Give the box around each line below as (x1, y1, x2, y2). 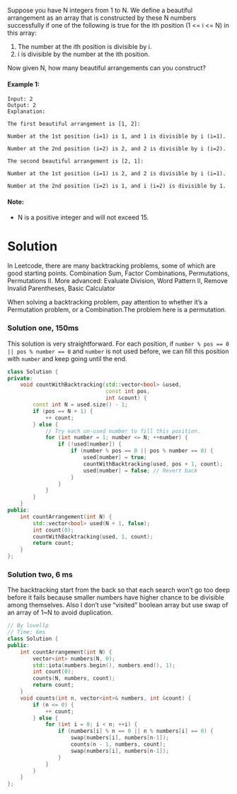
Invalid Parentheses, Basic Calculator (7, 284, 115, 293)
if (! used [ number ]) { (57, 441, 122, 448)
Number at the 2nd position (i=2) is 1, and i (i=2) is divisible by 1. (7, 182, 226, 190)
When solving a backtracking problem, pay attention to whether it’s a (7, 298, 208, 307)
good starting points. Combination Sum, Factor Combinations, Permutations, (7, 269, 230, 277)
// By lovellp (7, 622, 50, 629)
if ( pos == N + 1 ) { (33, 407, 93, 414)
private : (7, 375, 33, 382)
